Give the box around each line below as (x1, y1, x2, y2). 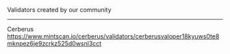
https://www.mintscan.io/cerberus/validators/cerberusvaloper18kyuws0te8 (7, 32, 220, 40)
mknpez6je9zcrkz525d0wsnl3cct (7, 40, 102, 47)
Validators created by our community (7, 6, 112, 13)
